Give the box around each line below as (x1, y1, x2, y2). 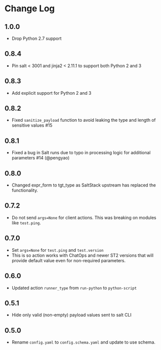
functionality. (11, 188, 38, 193)
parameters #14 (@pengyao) (11, 155, 69, 161)
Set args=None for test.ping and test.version (11, 247, 104, 253)
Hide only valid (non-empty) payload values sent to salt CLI (11, 312, 132, 318)
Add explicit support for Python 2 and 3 (11, 90, 92, 96)
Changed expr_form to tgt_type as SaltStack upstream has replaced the (11, 182, 156, 188)
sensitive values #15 (11, 122, 52, 128)
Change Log (4, 3, 55, 14)
